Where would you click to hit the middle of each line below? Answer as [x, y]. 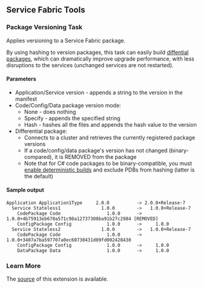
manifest [26, 99]
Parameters [21, 79]
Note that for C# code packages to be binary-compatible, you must [108, 163]
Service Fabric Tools [46, 10]
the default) [38, 176]
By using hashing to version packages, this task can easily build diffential [98, 52]
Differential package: [41, 131]
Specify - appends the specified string [72, 118]
